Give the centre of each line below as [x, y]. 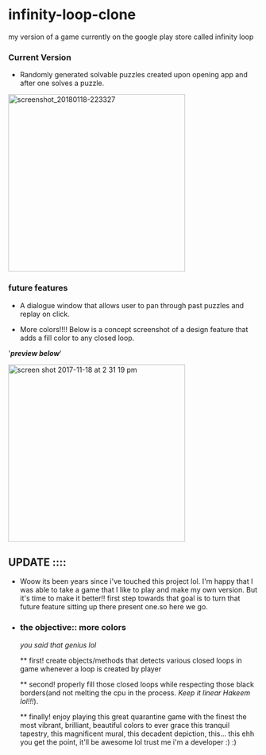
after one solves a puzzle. [62, 83]
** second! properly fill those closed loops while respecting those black [137, 684]
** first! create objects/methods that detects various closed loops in [131, 660]
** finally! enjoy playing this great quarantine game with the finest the [133, 716]
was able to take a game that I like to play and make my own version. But [139, 590]
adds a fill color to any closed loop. [77, 338]
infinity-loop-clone [72, 15]
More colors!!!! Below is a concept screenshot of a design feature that [134, 329]
